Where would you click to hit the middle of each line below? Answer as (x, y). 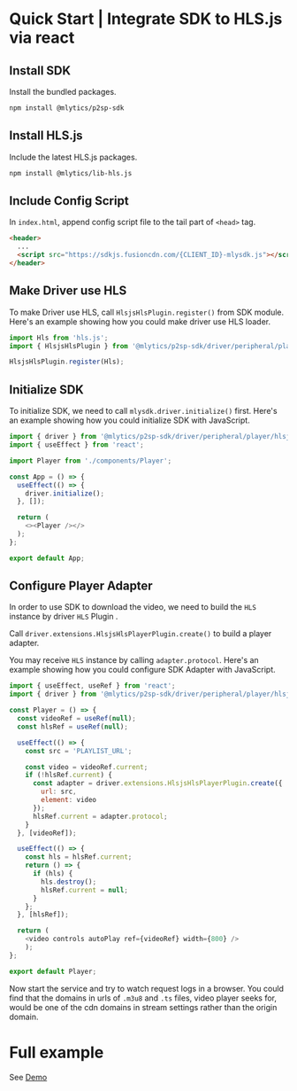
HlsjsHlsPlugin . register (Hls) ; (67, 362)
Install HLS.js (46, 136)
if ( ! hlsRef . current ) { (69, 775)
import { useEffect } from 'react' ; (76, 445)
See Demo (28, 1077)
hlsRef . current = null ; (84, 890)
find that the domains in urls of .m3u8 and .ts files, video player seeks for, (143, 998)
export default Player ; (53, 971)
